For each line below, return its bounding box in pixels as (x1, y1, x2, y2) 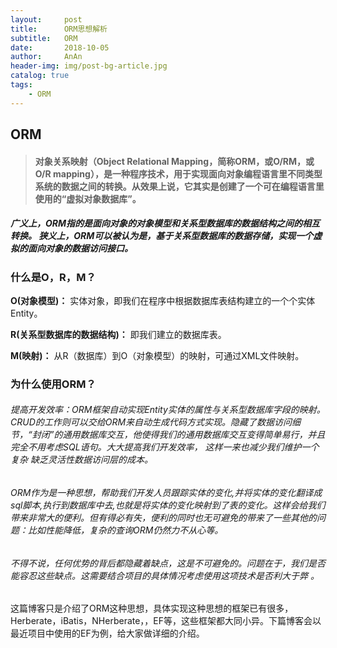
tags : (10, 80, 33, 90)
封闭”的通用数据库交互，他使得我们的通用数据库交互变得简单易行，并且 (31, 429, 326, 441)
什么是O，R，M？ (10, 270, 97, 284)
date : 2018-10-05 (10, 42, 110, 53)
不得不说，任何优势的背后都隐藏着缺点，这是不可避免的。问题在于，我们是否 (10, 557, 326, 569)
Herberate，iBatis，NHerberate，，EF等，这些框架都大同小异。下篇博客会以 (10, 615, 322, 627)
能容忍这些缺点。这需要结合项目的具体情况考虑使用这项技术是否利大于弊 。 (10, 569, 320, 581)
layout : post (10, 14, 83, 25)
